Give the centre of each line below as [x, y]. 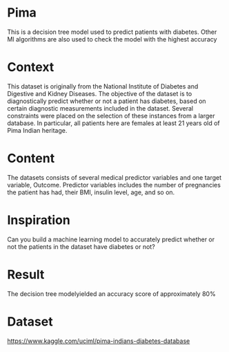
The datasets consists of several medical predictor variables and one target [114, 177]
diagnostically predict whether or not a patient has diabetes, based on [107, 101]
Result [26, 274]
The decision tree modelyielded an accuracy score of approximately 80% [111, 294]
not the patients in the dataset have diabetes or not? [81, 246]
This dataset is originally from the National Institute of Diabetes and [103, 86]
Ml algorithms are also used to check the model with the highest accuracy [112, 39]
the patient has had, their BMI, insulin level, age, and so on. [91, 192]
